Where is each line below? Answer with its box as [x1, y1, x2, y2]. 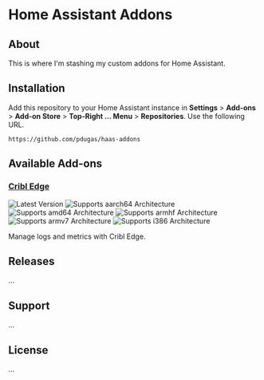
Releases [8, 254, 55, 268]
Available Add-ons [8, 157, 103, 171]
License [8, 343, 49, 357]
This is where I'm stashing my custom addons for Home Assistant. [8, 58, 226, 68]
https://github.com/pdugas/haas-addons [8, 135, 141, 143]
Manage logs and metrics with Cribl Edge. [8, 232, 146, 241]
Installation [8, 81, 65, 95]
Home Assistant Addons [8, 6, 173, 24]
